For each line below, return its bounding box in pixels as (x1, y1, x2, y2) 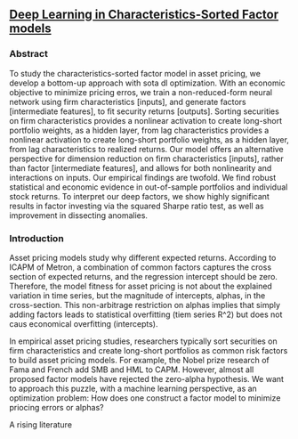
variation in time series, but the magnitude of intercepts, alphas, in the (9, 289, 266, 301)
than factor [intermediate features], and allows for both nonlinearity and (9, 162, 272, 173)
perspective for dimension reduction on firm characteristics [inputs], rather (9, 153, 285, 164)
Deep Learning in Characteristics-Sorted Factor (9, 7, 278, 22)
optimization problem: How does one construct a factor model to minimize (9, 392, 281, 403)
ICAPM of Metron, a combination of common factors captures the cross (9, 262, 272, 272)
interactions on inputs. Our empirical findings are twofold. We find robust (9, 172, 277, 183)
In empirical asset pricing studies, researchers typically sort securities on (9, 336, 278, 346)
